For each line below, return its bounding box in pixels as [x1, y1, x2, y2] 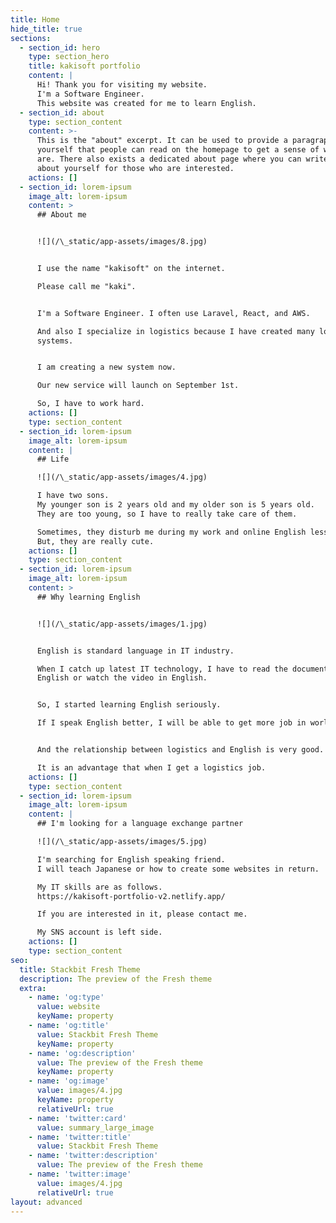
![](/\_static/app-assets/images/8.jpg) [36, 237, 208, 247]
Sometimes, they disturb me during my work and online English [36, 527, 307, 537]
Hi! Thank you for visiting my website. [36, 80, 208, 90]
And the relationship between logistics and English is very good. [36, 745, 325, 755]
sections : [10, 33, 52, 43]
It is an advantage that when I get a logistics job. [36, 762, 267, 773]
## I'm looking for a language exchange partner [36, 819, 244, 829]
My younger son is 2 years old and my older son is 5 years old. [36, 500, 315, 510]
